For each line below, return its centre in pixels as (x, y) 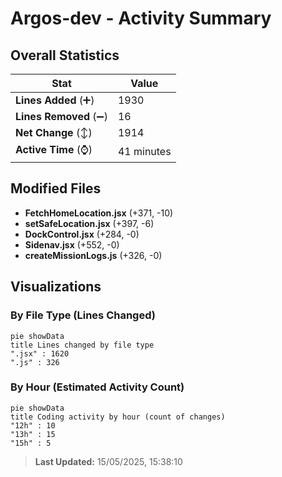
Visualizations (56, 287)
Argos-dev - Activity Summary (141, 18)
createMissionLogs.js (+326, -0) (93, 255)
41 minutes (144, 151)
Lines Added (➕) (55, 100)
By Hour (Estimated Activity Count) (97, 387)
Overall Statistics (65, 55)
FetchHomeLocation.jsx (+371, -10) (99, 213)
